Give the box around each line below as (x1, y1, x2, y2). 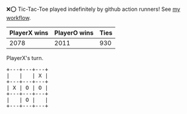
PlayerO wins (54, 29, 94, 37)
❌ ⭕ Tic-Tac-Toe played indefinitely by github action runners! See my (6, 5, 181, 13)
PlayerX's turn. (6, 55, 44, 61)
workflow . (6, 15, 31, 21)
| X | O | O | (6, 84, 49, 91)
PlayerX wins (9, 29, 49, 37)
